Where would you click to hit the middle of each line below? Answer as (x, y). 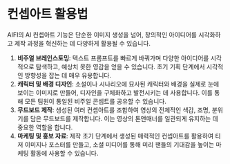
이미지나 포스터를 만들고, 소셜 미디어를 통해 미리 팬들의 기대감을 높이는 (119, 144)
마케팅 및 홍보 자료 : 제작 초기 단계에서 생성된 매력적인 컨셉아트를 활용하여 (115, 136)
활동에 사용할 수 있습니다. (64, 153)
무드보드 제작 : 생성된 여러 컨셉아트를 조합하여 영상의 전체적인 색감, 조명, (114, 110)
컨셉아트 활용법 (48, 14)
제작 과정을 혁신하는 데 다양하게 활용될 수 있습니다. (82, 43)
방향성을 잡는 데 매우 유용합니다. (68, 75)
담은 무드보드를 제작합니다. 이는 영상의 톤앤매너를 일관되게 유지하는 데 (124, 118)
